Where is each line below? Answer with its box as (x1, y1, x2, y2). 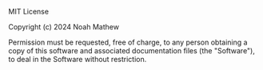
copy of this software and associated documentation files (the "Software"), (8, 46, 256, 55)
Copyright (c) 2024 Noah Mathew (8, 22, 120, 31)
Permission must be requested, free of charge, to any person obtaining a (8, 37, 248, 47)
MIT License (8, 7, 50, 16)
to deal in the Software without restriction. (8, 55, 147, 64)
